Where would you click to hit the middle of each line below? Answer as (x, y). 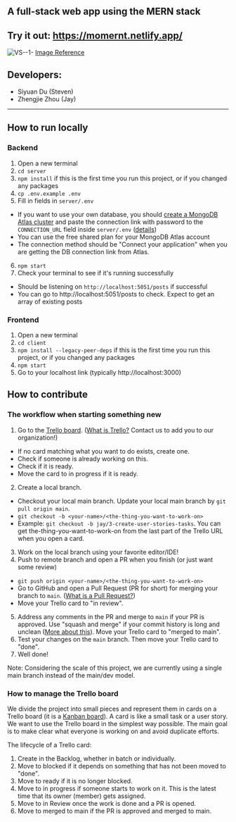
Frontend (23, 320)
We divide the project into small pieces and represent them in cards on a (112, 709)
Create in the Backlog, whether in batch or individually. (97, 758)
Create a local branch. (50, 487)
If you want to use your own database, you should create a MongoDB (118, 214)
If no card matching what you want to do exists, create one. (103, 451)
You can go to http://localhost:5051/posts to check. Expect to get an (116, 294)
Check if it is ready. (45, 466)
